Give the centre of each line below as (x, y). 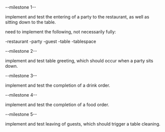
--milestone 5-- (21, 114)
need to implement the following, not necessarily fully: (61, 32)
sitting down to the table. (31, 22)
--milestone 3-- (21, 76)
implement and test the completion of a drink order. (58, 85)
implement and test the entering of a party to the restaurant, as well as (77, 17)
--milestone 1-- (21, 7)
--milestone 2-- (21, 51)
